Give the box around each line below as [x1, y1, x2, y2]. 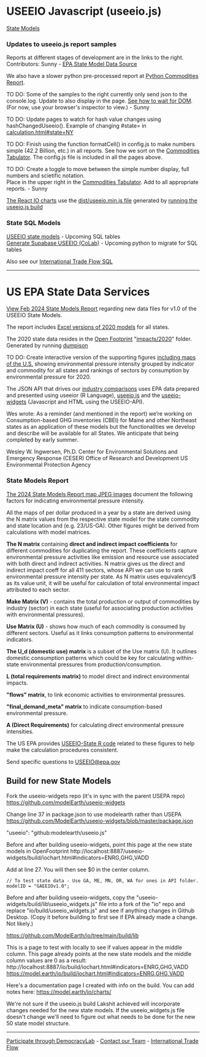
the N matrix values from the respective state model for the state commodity [6, 515, 200, 523]
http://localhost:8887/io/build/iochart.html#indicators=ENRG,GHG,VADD [6, 963, 189, 971]
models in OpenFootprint [6, 847, 69, 855]
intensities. [6, 728, 34, 735]
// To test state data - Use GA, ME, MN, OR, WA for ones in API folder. [6, 877, 199, 884]
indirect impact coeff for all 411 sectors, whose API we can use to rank [6, 566, 184, 574]
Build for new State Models [6, 776, 112, 786]
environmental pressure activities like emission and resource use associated [6, 553, 199, 561]
